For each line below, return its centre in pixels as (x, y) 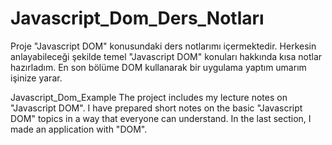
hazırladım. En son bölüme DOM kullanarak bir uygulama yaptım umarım (158, 67)
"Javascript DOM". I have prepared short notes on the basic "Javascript (156, 108)
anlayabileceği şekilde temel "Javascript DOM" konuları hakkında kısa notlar (166, 56)
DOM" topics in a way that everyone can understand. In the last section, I (161, 118)
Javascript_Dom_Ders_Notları (137, 18)
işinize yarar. (36, 78)
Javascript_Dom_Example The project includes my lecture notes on (149, 97)
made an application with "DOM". (79, 129)
